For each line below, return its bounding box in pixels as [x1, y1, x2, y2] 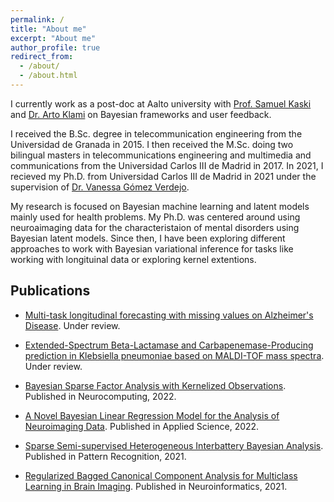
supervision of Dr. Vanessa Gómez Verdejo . [10, 181, 190, 193]
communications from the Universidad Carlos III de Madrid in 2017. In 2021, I [10, 159, 324, 171]
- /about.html [19, 71, 78, 81]
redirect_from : [10, 52, 74, 62]
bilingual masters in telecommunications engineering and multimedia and [10, 149, 312, 161]
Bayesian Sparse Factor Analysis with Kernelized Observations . [24, 379, 287, 391]
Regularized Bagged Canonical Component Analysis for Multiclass [24, 469, 298, 481]
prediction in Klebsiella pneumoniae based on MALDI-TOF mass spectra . [24, 349, 325, 361]
